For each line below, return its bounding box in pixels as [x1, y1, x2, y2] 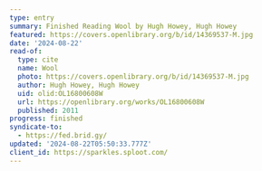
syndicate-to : [9, 123, 63, 132]
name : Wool [17, 64, 59, 73]
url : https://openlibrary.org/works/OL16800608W [17, 97, 205, 107]
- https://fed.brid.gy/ [17, 131, 107, 140]
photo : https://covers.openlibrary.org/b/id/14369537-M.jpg [17, 72, 249, 81]
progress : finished [9, 114, 83, 123]
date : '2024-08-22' [9, 38, 83, 48]
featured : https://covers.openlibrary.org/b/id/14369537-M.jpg [9, 30, 254, 39]
